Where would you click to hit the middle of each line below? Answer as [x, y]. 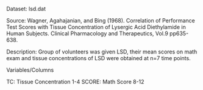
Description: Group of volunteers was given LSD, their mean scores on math [102, 52]
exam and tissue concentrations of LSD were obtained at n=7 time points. [98, 58]
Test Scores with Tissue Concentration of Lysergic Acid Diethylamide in [96, 27]
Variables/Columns [30, 70]
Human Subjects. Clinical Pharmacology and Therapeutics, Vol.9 [87, 33]
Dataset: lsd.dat [26, 9]
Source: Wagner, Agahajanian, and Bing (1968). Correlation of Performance [101, 20]
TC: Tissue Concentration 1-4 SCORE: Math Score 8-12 [75, 82]
